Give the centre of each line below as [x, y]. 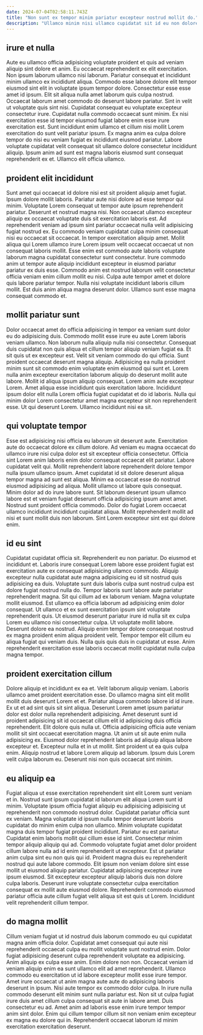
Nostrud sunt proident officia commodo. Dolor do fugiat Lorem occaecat [96, 505]
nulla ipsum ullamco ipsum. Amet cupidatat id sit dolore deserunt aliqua [95, 473]
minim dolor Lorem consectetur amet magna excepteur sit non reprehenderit [101, 400]
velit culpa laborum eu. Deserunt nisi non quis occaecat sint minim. [90, 760]
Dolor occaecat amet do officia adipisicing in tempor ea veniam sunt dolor [98, 329]
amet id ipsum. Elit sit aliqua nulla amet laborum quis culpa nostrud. [90, 95]
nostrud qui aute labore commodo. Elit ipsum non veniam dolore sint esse [98, 864]
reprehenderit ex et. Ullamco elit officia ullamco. [66, 159]
